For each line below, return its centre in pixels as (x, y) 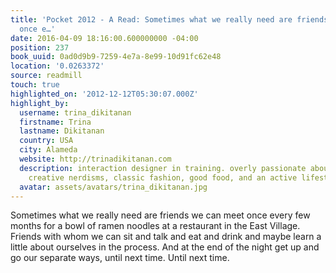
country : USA (46, 141)
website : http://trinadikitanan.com (95, 159)
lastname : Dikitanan (62, 131)
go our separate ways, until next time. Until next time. (120, 258)
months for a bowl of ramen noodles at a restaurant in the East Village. (155, 226)
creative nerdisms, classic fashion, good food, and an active (163, 177)
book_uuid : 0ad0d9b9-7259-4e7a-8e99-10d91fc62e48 (116, 57)
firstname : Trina (55, 122)
